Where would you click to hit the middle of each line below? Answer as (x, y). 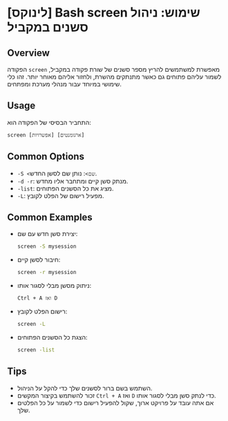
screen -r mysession (47, 273)
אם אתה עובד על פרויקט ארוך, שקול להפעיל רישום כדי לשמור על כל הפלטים (115, 402)
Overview (29, 53)
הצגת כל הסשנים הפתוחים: (52, 337)
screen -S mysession (47, 246)
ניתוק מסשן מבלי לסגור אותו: (54, 286)
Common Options (46, 157)
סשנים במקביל (48, 27)
